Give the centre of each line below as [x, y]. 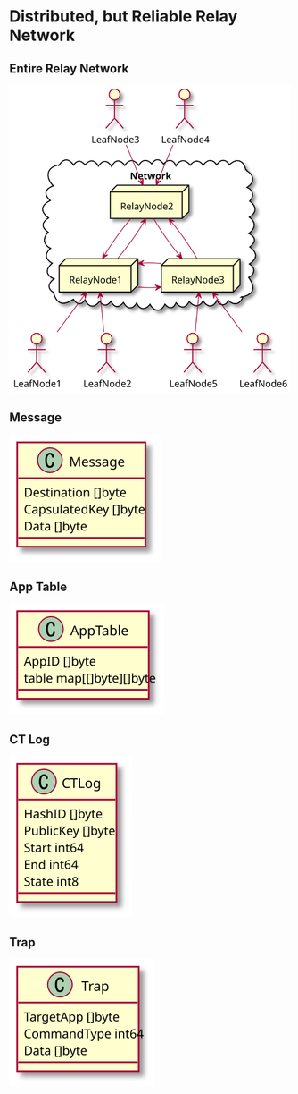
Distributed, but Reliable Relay [124, 17]
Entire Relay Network [69, 68]
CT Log [30, 739]
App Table [38, 587]
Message [36, 418]
